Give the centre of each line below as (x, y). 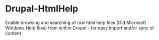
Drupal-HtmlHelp (42, 9)
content (13, 33)
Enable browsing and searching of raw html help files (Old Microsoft (76, 22)
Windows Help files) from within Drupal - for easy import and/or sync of (80, 27)
